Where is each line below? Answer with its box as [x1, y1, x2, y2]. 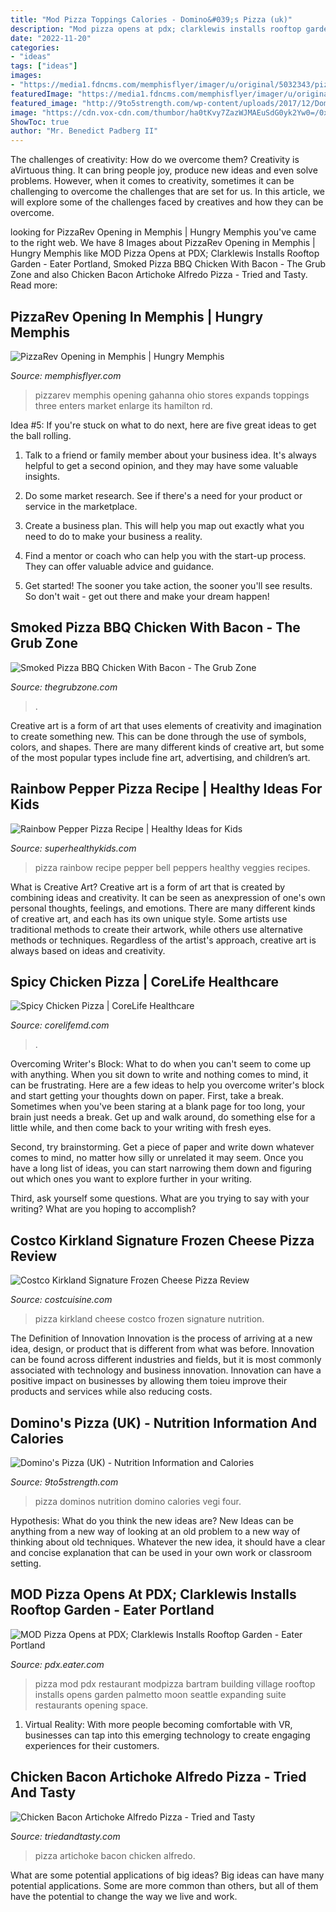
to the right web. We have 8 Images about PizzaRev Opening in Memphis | [10, 237, 316, 249]
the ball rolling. [10, 429, 72, 441]
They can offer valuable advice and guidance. [24, 560, 215, 572]
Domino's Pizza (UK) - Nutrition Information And [10, 1414, 318, 1431]
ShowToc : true [10, 117, 70, 127]
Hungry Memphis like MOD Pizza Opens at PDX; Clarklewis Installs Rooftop [10, 247, 320, 260]
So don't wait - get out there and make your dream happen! [24, 590, 270, 602]
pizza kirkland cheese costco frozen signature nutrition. [34, 1313, 265, 1325]
